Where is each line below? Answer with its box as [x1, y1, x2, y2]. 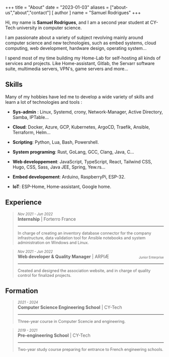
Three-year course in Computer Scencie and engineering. [17, 319, 126, 324]
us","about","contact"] [5, 10, 51, 16]
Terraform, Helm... [12, 129, 51, 135]
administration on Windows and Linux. [17, 240, 89, 245]
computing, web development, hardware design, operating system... [5, 45, 147, 51]
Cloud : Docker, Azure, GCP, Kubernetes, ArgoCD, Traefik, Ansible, [12, 124, 150, 130]
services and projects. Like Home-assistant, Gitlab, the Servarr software [5, 61, 155, 66]
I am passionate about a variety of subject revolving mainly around [5, 35, 143, 40]
